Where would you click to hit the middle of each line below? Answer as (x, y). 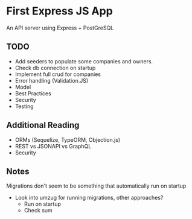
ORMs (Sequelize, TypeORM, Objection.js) (68, 139)
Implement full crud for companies (58, 74)
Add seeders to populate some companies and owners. (84, 61)
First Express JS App (59, 11)
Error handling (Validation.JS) (52, 80)
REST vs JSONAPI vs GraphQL (53, 146)
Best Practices (33, 93)
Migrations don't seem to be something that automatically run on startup (96, 186)
